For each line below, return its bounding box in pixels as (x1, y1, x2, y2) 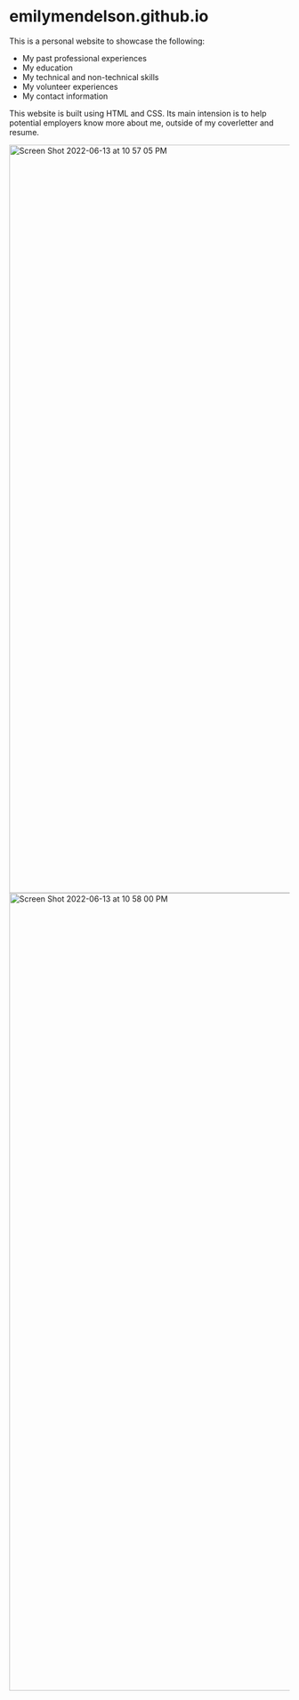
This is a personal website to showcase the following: (9, 36, 206, 46)
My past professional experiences (21, 53, 147, 63)
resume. (9, 126, 40, 137)
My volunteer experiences (21, 81, 118, 92)
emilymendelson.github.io (9, 6, 209, 27)
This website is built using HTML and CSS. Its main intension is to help (9, 108, 267, 118)
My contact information (21, 91, 109, 101)
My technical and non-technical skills (21, 71, 159, 82)
